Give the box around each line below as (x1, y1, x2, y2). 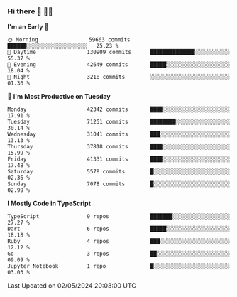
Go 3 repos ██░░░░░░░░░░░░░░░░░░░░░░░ (7, 250, 231, 258)
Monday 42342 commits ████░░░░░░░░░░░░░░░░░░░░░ (7, 106, 231, 113)
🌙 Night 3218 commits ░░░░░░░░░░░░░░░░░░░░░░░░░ (7, 74, 231, 81)
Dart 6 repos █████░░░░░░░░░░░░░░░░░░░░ (7, 225, 231, 233)
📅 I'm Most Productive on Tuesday (7, 92, 111, 101)
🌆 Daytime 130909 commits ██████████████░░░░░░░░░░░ (7, 49, 231, 56)
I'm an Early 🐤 (7, 23, 49, 31)
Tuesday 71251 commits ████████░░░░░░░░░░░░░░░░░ (7, 119, 231, 126)
